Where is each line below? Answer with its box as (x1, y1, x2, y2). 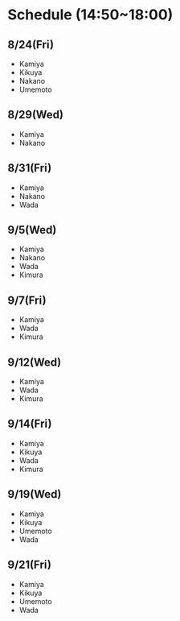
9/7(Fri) (7, 293, 47, 307)
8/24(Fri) (7, 38, 54, 52)
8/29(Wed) (7, 108, 64, 122)
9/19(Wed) (7, 487, 62, 501)
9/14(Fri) (7, 417, 52, 431)
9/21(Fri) (7, 558, 51, 572)
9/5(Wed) (7, 223, 57, 237)
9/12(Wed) (7, 355, 62, 369)
